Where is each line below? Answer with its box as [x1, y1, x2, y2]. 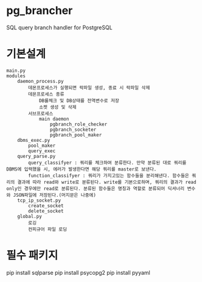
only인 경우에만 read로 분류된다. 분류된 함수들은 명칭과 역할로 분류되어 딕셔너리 [6, 185, 184, 192]
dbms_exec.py [17, 137, 50, 143]
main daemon [38, 116, 69, 122]
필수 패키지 [6, 249, 58, 263]
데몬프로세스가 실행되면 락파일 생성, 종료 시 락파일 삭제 [28, 85, 150, 91]
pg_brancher [6, 4, 73, 18]
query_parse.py [17, 153, 56, 159]
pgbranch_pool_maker [49, 132, 102, 138]
